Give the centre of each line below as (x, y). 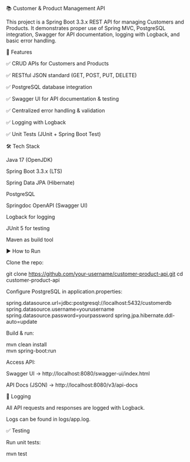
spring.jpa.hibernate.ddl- (145, 315)
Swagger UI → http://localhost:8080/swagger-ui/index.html (78, 373)
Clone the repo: (25, 262)
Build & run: (20, 333)
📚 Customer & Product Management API (56, 8)
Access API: (21, 362)
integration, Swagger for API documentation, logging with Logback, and (93, 34)
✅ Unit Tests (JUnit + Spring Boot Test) (54, 134)
